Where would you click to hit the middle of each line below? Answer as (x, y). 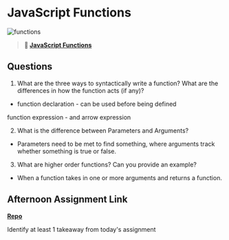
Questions (30, 67)
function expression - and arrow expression (69, 117)
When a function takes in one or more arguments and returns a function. (119, 177)
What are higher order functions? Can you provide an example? (107, 164)
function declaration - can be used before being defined (97, 104)
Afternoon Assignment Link (67, 200)
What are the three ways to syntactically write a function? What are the (118, 83)
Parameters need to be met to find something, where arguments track (116, 144)
